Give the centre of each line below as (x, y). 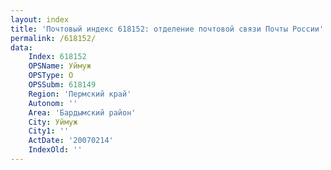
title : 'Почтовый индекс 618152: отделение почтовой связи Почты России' (167, 29)
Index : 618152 (57, 57)
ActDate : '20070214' (71, 141)
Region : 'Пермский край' (80, 94)
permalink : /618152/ (53, 38)
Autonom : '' (53, 103)
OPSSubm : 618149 (62, 85)
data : (21, 47)
